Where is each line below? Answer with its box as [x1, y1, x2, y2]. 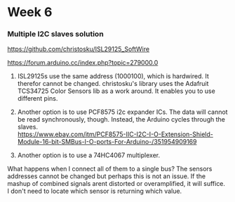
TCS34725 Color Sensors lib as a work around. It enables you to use [17, 87, 215, 95]
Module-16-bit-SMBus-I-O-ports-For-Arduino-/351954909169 [17, 138, 197, 146]
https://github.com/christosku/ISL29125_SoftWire [7, 45, 149, 53]
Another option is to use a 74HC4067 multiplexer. [17, 151, 160, 159]
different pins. [17, 94, 58, 103]
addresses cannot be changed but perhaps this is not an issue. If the [7, 172, 206, 180]
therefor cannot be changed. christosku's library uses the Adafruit [17, 80, 209, 88]
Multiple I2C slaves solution [7, 29, 104, 39]
